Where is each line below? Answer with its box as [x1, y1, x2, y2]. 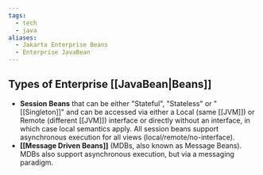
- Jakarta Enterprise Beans [15, 41, 109, 49]
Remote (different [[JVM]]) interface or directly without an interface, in [19, 116, 250, 125]
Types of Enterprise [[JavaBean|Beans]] [8, 78, 212, 91]
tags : [8, 11, 26, 20]
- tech [15, 19, 37, 27]
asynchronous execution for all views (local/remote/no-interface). [19, 132, 235, 142]
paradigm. [19, 158, 54, 167]
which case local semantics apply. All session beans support [19, 124, 219, 133]
